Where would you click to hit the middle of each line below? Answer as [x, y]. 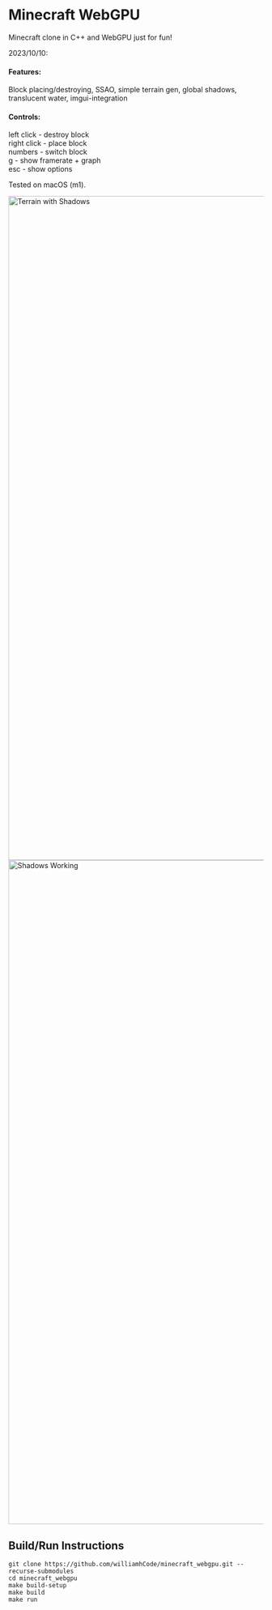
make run [23, 1600]
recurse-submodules [41, 1572]
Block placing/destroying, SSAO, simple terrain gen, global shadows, [123, 90]
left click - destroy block [49, 134]
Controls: [25, 117]
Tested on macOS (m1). [47, 185]
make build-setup [38, 1586]
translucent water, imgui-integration [68, 98]
